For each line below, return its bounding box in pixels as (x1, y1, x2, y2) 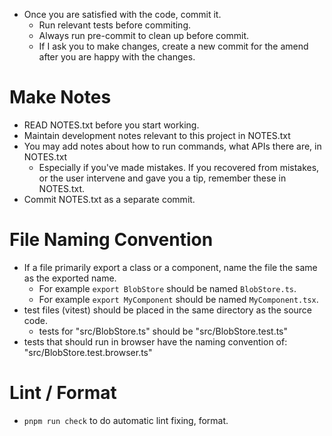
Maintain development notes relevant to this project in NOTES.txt (23, 129, 291, 141)
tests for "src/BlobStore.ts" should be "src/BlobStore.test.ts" (38, 325, 289, 337)
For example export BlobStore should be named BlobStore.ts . (38, 282, 297, 294)
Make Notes (9, 86, 112, 109)
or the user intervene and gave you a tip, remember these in (38, 172, 287, 184)
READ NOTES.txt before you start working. (23, 119, 200, 131)
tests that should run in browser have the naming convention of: (23, 335, 288, 348)
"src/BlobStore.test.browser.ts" (23, 346, 153, 358)
